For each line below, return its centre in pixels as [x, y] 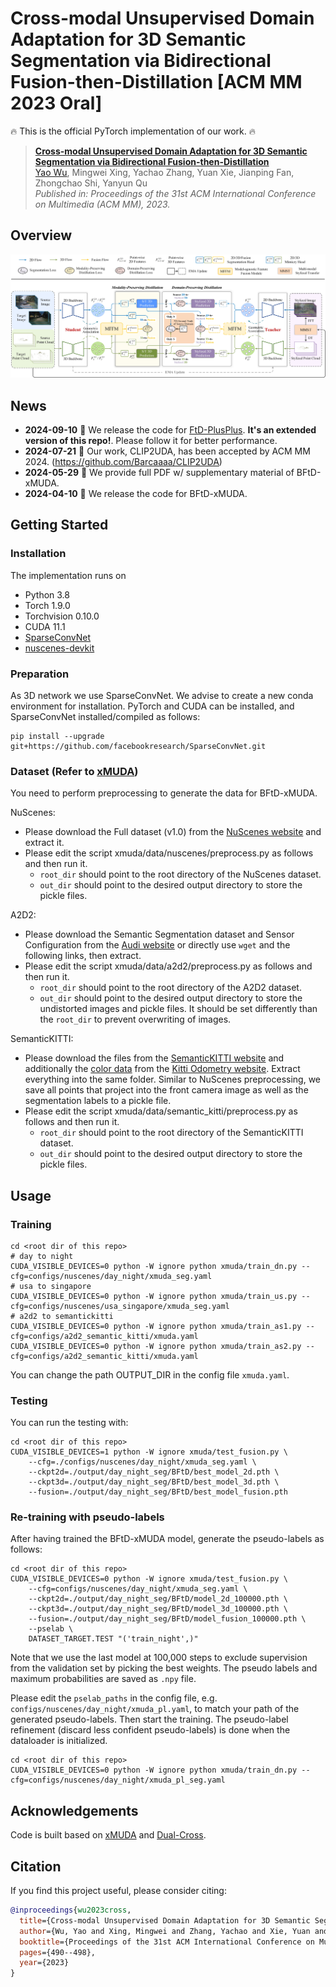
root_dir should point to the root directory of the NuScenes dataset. [180, 874]
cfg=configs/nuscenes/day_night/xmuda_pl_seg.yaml [118, 1780]
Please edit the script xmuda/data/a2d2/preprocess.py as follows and [168, 966]
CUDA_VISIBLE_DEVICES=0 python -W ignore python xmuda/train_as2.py [156, 1346]
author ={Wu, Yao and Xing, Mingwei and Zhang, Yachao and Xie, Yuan [165, 1931]
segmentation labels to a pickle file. [98, 1101]
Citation [36, 1866]
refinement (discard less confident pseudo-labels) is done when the [150, 1730]
